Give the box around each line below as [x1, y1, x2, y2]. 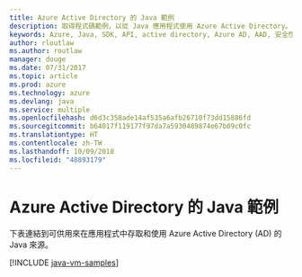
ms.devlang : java [9, 96, 75, 106]
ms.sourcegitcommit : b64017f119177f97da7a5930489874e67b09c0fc [9, 122, 252, 131]
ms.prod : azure [9, 80, 67, 89]
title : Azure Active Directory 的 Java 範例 [9, 13, 175, 22]
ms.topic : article [9, 72, 78, 81]
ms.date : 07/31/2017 [9, 64, 87, 73]
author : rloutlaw [9, 38, 75, 48]
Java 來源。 [9, 239, 54, 250]
